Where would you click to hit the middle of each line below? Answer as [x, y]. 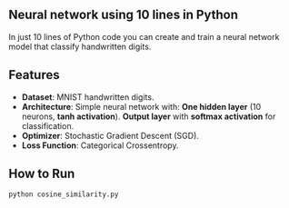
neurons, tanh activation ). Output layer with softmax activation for [149, 116]
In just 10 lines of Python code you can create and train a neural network [144, 36]
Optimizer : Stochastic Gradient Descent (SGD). [110, 135]
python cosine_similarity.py [64, 194]
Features [34, 75]
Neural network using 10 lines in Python [123, 15]
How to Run [42, 174]
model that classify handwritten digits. [80, 46]
